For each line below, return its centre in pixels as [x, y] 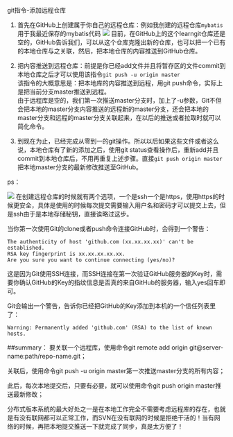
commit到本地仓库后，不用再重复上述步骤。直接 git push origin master [120, 158]
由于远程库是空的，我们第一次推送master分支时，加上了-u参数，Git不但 [119, 100]
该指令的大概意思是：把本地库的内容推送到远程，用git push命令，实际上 [120, 83]
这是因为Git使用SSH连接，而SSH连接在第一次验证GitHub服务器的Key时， [112, 274]
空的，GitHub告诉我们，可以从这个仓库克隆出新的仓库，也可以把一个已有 [121, 42]
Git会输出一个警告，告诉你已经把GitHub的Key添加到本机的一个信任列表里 [112, 306]
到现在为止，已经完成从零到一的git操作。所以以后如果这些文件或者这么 [118, 141]
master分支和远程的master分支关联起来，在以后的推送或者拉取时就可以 [119, 118]
